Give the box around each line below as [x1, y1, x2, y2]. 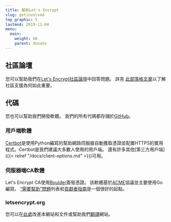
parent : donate [14, 41, 47, 46]
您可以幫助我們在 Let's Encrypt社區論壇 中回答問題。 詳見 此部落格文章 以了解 [5, 75, 166, 82]
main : [10, 31, 22, 36]
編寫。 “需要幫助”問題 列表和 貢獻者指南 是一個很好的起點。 [5, 186, 127, 192]
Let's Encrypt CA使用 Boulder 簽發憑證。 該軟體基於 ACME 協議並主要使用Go [5, 179, 163, 185]
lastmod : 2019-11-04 [5, 22, 50, 27]
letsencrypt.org [5, 198, 45, 206]
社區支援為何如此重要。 [5, 82, 55, 88]
